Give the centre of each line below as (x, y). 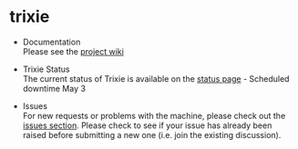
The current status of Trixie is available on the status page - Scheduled (156, 78)
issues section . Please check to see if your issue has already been (147, 125)
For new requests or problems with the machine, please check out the (154, 115)
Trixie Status (46, 69)
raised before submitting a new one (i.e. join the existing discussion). (152, 134)
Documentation (51, 42)
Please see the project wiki (73, 51)
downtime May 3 (54, 88)
